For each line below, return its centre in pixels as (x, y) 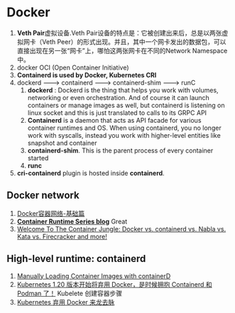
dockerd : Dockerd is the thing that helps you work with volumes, (123, 90)
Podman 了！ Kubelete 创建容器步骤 (69, 293)
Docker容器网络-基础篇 (51, 213)
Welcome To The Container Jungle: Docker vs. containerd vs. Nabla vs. (121, 229)
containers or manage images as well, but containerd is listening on (126, 105)
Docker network (43, 196)
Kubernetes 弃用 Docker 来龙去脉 (66, 302)
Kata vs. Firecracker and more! (62, 236)
